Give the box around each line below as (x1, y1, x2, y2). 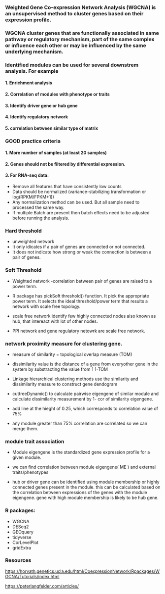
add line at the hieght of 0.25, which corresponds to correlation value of (12, 405, 159, 411)
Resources (5, 557, 32, 564)
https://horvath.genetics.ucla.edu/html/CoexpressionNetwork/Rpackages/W (5, 568, 160, 574)
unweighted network (12, 239, 55, 245)
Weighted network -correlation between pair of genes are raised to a (12, 278, 152, 284)
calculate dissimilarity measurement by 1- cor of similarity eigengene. (12, 396, 154, 402)
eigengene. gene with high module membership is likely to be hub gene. (12, 495, 159, 501)
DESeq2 (12, 524, 29, 530)
